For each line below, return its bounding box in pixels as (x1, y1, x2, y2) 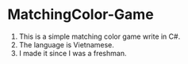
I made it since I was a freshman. (18, 48, 127, 58)
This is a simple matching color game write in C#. (18, 32, 181, 41)
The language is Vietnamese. (18, 40, 114, 49)
